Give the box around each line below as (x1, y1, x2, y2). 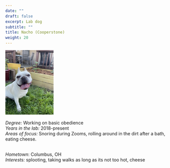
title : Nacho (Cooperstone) (5, 30, 65, 35)
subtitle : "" (5, 25, 33, 30)
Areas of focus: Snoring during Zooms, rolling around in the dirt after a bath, (5, 130, 165, 136)
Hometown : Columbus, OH (5, 151, 62, 157)
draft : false (5, 13, 33, 19)
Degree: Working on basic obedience (5, 119, 84, 126)
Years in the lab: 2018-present (5, 125, 69, 131)
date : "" (5, 8, 24, 13)
